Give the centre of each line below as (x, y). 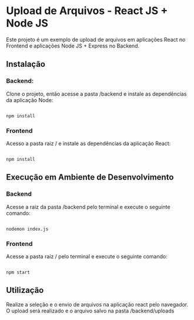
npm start (18, 272)
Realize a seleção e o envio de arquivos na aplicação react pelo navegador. (97, 304)
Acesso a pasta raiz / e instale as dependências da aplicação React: (88, 143)
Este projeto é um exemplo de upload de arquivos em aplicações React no (96, 39)
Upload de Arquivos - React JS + (87, 11)
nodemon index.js (27, 229)
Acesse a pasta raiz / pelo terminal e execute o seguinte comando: (87, 256)
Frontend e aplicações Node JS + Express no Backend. (73, 46)
